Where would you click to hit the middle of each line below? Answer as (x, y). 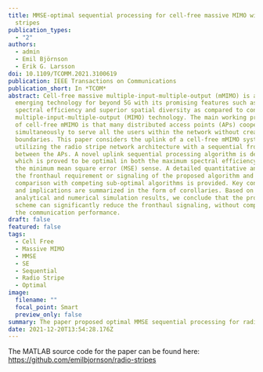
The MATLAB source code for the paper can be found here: (104, 352)
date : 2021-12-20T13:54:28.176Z (61, 329)
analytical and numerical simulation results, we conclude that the (129, 198)
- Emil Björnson (41, 60)
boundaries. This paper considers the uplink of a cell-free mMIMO (128, 139)
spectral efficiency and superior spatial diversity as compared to (129, 111)
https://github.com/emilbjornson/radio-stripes (82, 360)
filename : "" (36, 300)
